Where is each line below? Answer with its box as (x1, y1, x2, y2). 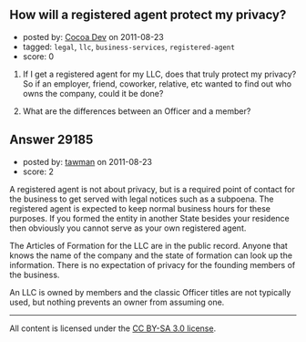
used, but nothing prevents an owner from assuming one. (9, 296, 225, 307)
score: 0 (22, 50, 55, 62)
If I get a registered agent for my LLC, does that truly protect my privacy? (22, 68, 297, 79)
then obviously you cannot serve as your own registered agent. (9, 223, 247, 233)
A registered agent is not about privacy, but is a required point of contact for (9, 183, 296, 194)
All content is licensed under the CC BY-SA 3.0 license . (9, 323, 217, 334)
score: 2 (22, 166, 55, 177)
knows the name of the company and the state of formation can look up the (9, 250, 293, 261)
